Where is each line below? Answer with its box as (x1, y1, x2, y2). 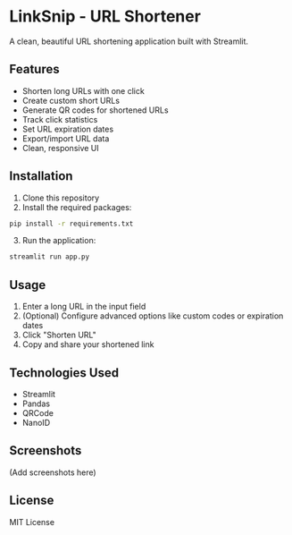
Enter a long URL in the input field (21, 301, 146, 312)
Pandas (21, 398, 51, 409)
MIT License (9, 516, 55, 527)
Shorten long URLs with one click (21, 85, 145, 96)
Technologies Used (9, 365, 119, 380)
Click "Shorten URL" (21, 329, 96, 341)
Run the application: (21, 235, 96, 246)
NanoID (21, 417, 51, 428)
